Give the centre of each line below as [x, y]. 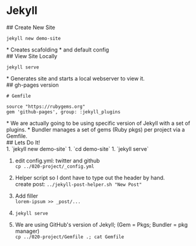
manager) [27, 231]
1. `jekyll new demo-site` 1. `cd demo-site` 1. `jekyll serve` [78, 148]
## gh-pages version [33, 85]
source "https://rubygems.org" [46, 107]
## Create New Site [31, 27]
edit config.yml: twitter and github [57, 161]
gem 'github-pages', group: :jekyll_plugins [63, 112]
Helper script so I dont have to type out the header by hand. [90, 178]
